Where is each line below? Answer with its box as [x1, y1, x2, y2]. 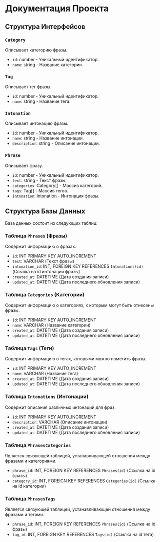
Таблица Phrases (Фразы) [5, 232, 67, 239]
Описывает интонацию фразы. [5, 120, 69, 126]
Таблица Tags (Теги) [5, 345, 55, 352]
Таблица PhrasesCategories [5, 442, 71, 448]
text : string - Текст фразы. [12, 177, 67, 183]
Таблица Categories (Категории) [5, 291, 84, 298]
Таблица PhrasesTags [5, 495, 56, 502]
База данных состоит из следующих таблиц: [5, 220, 98, 226]
